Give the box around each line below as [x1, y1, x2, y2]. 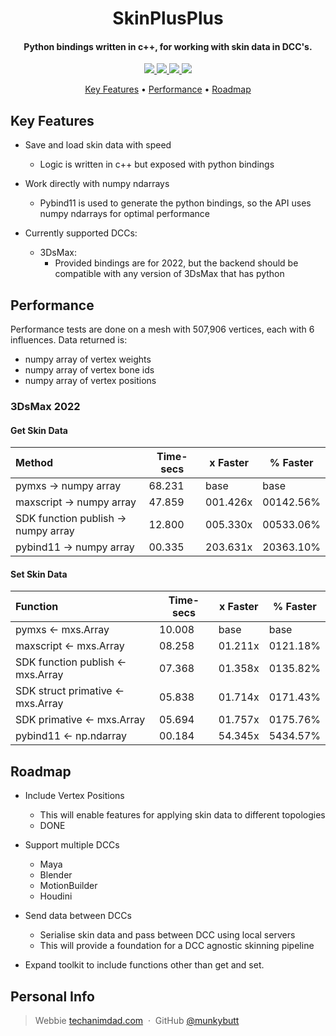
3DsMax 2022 [10, 399, 81, 413]
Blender [39, 869, 73, 881]
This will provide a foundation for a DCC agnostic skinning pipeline [39, 940, 315, 952]
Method [15, 456, 54, 470]
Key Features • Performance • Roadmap [84, 83, 252, 96]
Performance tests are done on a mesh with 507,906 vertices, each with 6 [10, 323, 315, 336]
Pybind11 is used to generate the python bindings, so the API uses [39, 197, 312, 209]
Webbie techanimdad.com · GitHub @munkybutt [34, 1014, 240, 1026]
